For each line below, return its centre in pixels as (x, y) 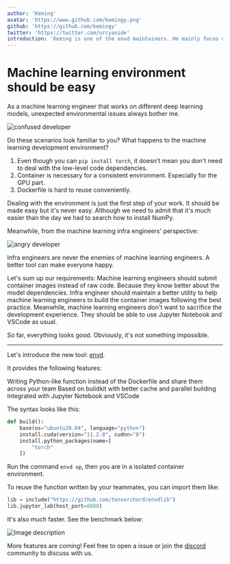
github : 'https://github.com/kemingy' (62, 26)
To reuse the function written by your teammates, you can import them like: (113, 487)
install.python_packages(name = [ (65, 441)
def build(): (26, 422)
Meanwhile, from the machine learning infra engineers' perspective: (103, 231)
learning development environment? (58, 147)
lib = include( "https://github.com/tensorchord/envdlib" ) (91, 500)
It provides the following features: (54, 368)
